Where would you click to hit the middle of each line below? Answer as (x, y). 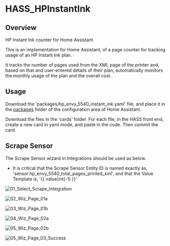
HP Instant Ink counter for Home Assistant (49, 40)
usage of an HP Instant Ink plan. (39, 55)
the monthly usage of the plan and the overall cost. (58, 76)
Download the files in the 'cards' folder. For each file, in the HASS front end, (84, 119)
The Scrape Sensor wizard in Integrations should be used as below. (76, 158)
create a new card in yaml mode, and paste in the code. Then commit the (82, 125)
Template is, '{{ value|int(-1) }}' (45, 179)
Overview (21, 28)
